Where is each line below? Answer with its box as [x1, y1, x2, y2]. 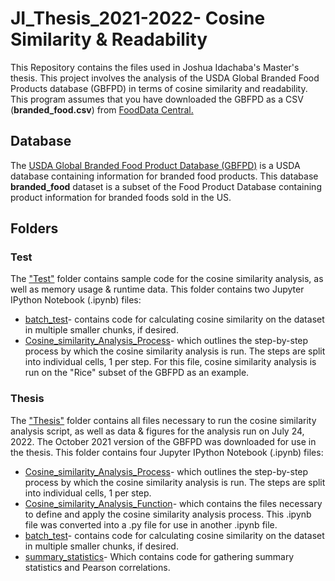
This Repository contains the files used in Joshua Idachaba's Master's [10, 61, 300, 73]
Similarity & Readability [10, 28, 208, 51]
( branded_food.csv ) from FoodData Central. [10, 103, 194, 116]
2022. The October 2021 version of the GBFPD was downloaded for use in [10, 435, 317, 447]
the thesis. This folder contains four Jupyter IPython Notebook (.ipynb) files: [10, 446, 324, 458]
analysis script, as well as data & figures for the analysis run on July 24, [10, 425, 305, 437]
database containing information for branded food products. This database [10, 170, 319, 182]
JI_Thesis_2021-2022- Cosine [10, 7, 266, 30]
